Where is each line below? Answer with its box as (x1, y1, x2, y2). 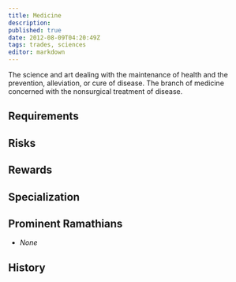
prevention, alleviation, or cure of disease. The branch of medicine (8, 78, 225, 88)
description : (8, 19, 51, 27)
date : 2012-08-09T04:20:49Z (8, 33, 101, 42)
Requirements (8, 110, 79, 123)
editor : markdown (8, 48, 66, 56)
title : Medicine (8, 11, 62, 20)
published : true (8, 26, 62, 34)
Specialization (8, 190, 81, 204)
